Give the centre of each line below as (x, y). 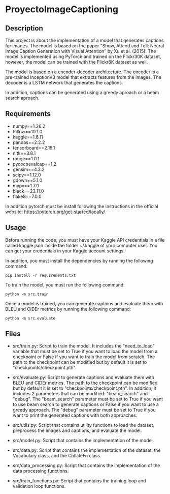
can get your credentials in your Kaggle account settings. (65, 251)
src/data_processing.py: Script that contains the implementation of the (86, 466)
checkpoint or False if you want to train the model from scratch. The (84, 357)
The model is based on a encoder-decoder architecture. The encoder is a (82, 72)
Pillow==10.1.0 (27, 131)
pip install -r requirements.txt (41, 275)
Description (24, 28)
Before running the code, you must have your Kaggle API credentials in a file (85, 240)
